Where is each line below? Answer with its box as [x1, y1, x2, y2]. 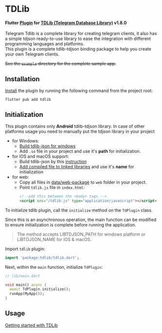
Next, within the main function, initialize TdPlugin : [5, 264, 103, 270]
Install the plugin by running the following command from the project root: [5, 88, 153, 93]
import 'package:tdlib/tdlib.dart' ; [5, 255, 79, 260]
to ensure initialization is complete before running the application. [5, 222, 136, 227]
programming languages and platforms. [5, 41, 84, 47]
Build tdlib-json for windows [19, 143, 76, 149]
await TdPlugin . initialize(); [9, 287, 71, 292]
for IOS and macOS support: [12, 153, 69, 159]
